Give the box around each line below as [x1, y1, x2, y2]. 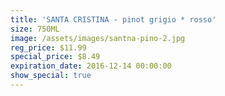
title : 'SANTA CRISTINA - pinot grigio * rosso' [10, 14, 217, 25]
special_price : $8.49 [10, 52, 101, 62]
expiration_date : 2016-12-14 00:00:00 [10, 61, 172, 71]
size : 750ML [10, 24, 60, 34]
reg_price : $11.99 [10, 42, 87, 53]
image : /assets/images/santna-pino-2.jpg [10, 33, 186, 43]
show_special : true [10, 71, 92, 81]
